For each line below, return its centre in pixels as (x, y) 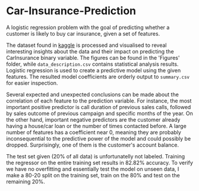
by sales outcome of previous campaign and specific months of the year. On (99, 113)
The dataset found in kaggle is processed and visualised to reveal (86, 45)
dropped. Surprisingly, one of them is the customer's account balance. (93, 145)
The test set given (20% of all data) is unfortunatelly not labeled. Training (96, 156)
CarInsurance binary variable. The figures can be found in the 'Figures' (93, 58)
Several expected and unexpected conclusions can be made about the (93, 94)
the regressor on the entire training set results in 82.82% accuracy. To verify (99, 163)
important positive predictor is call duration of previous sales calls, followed (99, 107)
